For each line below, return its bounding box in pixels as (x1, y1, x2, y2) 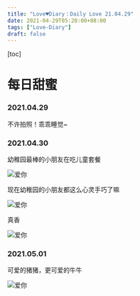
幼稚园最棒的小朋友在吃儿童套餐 (7, 155, 101, 164)
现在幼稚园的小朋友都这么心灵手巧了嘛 (7, 186, 119, 194)
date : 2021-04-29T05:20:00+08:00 (7, 17, 107, 24)
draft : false (7, 30, 46, 38)
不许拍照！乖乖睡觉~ (7, 120, 68, 128)
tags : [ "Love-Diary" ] (7, 23, 72, 31)
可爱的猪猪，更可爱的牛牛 (7, 266, 82, 275)
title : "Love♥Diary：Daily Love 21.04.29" (7, 10, 134, 18)
